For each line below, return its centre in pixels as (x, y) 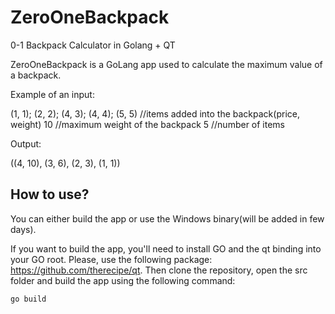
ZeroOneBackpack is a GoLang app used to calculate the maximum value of (166, 64)
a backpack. (36, 75)
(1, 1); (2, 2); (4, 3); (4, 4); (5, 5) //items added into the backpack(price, (155, 113)
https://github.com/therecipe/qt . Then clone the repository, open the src (159, 270)
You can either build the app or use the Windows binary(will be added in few (167, 218)
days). (23, 229)
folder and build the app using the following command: (123, 280)
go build (28, 299)
